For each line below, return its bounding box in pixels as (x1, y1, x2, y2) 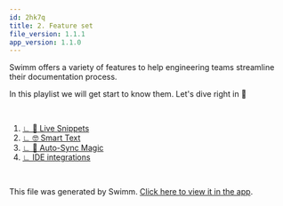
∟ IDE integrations (21, 152, 91, 162)
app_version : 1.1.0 (9, 37, 82, 47)
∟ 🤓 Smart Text (21, 132, 81, 143)
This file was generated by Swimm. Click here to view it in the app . (9, 186, 254, 197)
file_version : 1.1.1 (9, 29, 86, 38)
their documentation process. (9, 72, 117, 83)
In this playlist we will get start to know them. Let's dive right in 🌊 (9, 89, 247, 99)
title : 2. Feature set (9, 21, 93, 30)
